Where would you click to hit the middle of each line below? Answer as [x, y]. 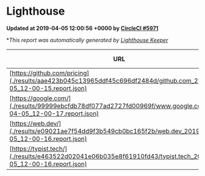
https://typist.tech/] [40, 148]
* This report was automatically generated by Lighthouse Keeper [87, 40]
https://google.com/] [41, 98]
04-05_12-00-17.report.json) [54, 113]
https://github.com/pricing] [51, 73]
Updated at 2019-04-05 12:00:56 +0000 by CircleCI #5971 [82, 28]
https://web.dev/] [37, 123]
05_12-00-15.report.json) [48, 88]
